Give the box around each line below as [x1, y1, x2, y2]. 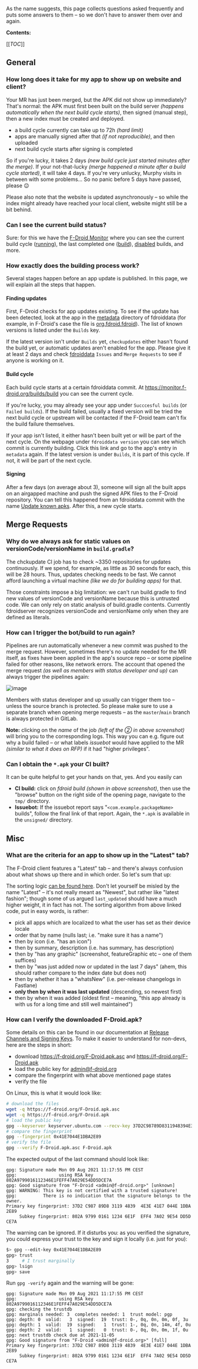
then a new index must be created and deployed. [6, 115, 125, 122]
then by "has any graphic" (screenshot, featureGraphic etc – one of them [14, 950, 192, 957]
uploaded [14, 139, 38, 146]
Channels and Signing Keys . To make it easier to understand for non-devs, [6, 1035, 187, 1043]
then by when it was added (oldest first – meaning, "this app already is [14, 994, 186, 1001]
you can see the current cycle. [60, 390, 134, 397]
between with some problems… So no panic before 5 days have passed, [6, 176, 181, 183]
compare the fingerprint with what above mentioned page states [14, 1072, 171, 1079]
